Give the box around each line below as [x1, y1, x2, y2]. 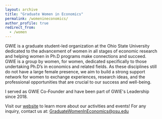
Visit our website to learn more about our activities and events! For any [5, 103, 146, 109]
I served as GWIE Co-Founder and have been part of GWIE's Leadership [5, 88, 149, 94]
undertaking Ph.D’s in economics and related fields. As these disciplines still [5, 64, 157, 69]
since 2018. [5, 94, 28, 100]
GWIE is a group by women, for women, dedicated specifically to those [5, 59, 147, 64]
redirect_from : [5, 25, 36, 30]
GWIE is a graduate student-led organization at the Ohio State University [5, 43, 150, 49]
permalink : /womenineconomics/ [5, 16, 68, 21]
